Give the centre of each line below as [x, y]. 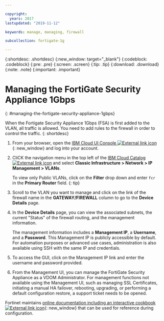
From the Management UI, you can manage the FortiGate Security [79, 272]
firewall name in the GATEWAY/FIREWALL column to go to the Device [83, 198]
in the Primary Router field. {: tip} [46, 183]
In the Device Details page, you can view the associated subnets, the [82, 212]
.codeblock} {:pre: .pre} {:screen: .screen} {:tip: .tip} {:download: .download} [82, 64]
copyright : [16, 14]
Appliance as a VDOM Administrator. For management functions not [81, 278]
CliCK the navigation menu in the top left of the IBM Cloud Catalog [79, 158]
